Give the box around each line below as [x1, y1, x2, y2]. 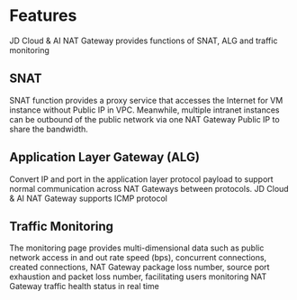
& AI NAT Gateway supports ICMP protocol [9, 193, 168, 204]
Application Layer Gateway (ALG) [9, 150, 201, 165]
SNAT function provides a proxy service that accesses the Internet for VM [9, 95, 283, 105]
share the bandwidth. [9, 123, 88, 134]
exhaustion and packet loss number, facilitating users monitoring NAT [9, 271, 267, 282]
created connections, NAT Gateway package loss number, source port [9, 262, 270, 273]
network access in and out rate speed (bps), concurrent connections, [9, 252, 267, 263]
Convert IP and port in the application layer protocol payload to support [9, 173, 274, 185]
